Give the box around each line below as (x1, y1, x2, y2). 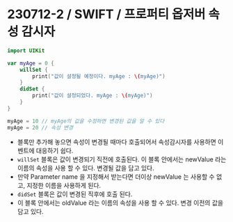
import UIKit (7, 47, 45, 54)
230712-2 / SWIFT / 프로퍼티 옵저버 (7, 6, 206, 22)
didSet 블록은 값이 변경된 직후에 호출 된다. (17, 189, 133, 198)
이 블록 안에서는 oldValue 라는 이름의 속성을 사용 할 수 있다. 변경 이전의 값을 (17, 198, 224, 207)
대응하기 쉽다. (35, 146, 74, 154)
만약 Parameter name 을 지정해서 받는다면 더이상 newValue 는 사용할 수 (17, 172, 215, 181)
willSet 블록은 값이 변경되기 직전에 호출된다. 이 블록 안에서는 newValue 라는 (17, 154, 227, 164)
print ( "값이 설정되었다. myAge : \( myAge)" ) (32, 92, 153, 100)
